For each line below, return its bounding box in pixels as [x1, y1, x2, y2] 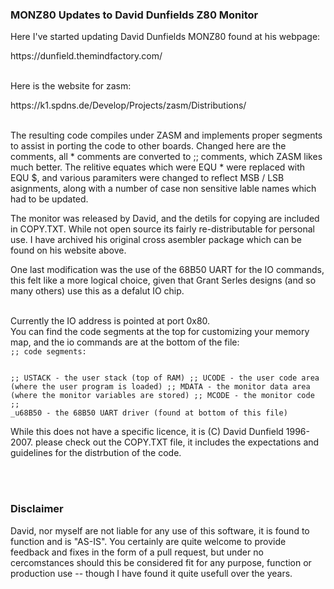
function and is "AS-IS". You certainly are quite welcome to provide [10, 535, 287, 547]
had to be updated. [10, 193, 89, 205]
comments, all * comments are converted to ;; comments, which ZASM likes [10, 151, 323, 163]
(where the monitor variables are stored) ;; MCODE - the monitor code [10, 391, 315, 401]
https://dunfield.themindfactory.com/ [10, 50, 163, 62]
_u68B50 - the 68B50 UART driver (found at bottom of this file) [10, 408, 288, 418]
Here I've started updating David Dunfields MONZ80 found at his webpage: [10, 31, 321, 43]
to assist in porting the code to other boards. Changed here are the [10, 140, 287, 152]
